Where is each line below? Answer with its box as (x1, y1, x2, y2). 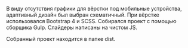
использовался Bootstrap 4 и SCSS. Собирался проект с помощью (6, 18, 177, 24)
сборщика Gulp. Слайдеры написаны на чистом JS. (6, 24, 137, 31)
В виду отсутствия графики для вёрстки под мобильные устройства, (6, 5, 182, 12)
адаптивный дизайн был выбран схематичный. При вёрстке (6, 11, 159, 18)
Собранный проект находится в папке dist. (6, 36, 116, 42)
